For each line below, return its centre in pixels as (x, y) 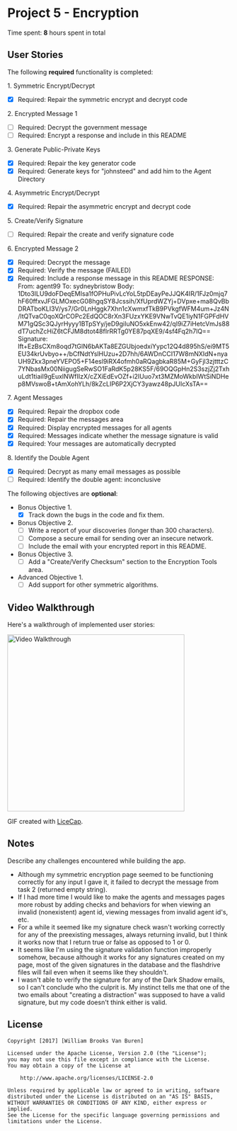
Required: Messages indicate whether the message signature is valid (118, 435)
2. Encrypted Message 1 (42, 113)
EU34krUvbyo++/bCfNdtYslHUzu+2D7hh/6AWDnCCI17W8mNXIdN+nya (122, 354)
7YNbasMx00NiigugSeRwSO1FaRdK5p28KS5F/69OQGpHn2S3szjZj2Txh (123, 369)
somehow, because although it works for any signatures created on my (121, 957)
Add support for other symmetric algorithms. (93, 585)
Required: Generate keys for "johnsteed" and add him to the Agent (114, 171)
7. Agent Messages (35, 398)
